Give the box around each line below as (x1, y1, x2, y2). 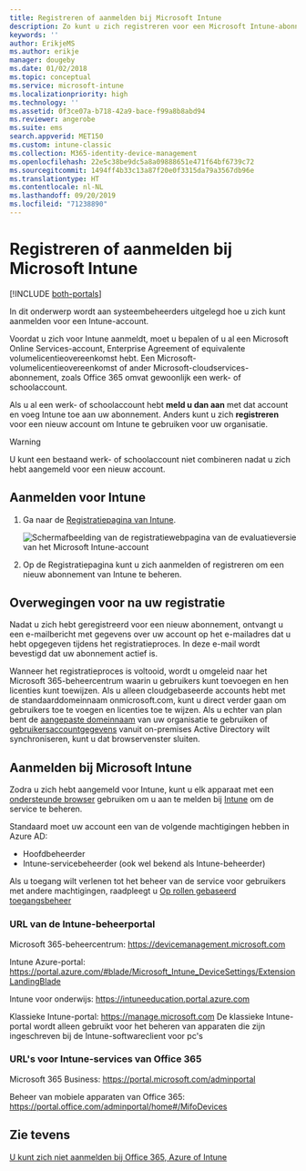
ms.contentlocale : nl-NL (9, 183, 104, 192)
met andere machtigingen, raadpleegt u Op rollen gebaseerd (9, 885, 237, 897)
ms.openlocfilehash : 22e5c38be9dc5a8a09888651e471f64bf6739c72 (9, 157, 255, 167)
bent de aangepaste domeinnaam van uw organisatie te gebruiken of (9, 714, 269, 725)
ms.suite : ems (9, 124, 64, 133)
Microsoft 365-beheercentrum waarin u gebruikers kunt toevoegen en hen (9, 676, 290, 687)
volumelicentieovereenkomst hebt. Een (9, 352, 156, 363)
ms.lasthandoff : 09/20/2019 (9, 191, 117, 200)
